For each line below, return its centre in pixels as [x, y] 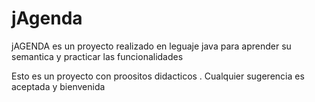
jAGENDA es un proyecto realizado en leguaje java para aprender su [151, 46]
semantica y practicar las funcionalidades [97, 56]
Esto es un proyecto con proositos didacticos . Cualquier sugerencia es [158, 76]
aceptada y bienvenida [58, 86]
